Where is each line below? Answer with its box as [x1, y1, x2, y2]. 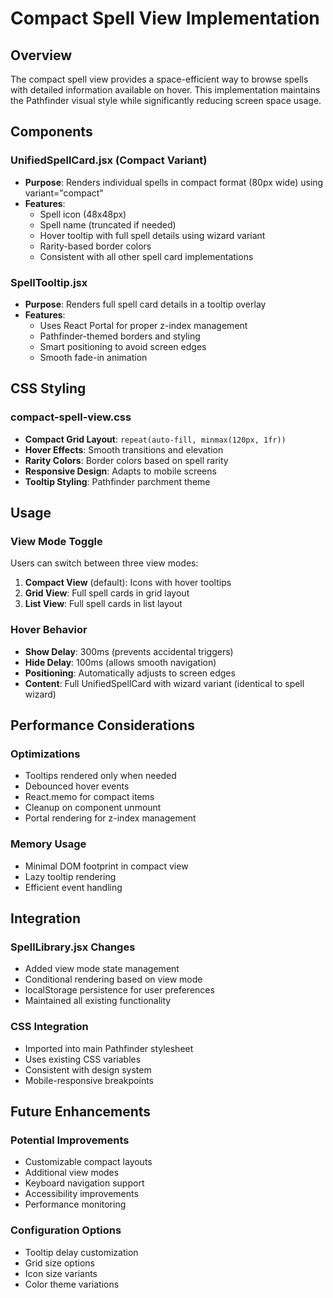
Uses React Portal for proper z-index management [39, 319, 248, 331]
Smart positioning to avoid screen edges [39, 340, 207, 352]
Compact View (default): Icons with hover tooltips [24, 577, 232, 589]
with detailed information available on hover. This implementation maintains [10, 84, 321, 96]
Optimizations [10, 747, 81, 761]
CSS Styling [10, 380, 87, 397]
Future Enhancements [10, 1103, 152, 1121]
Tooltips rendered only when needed [24, 770, 177, 782]
